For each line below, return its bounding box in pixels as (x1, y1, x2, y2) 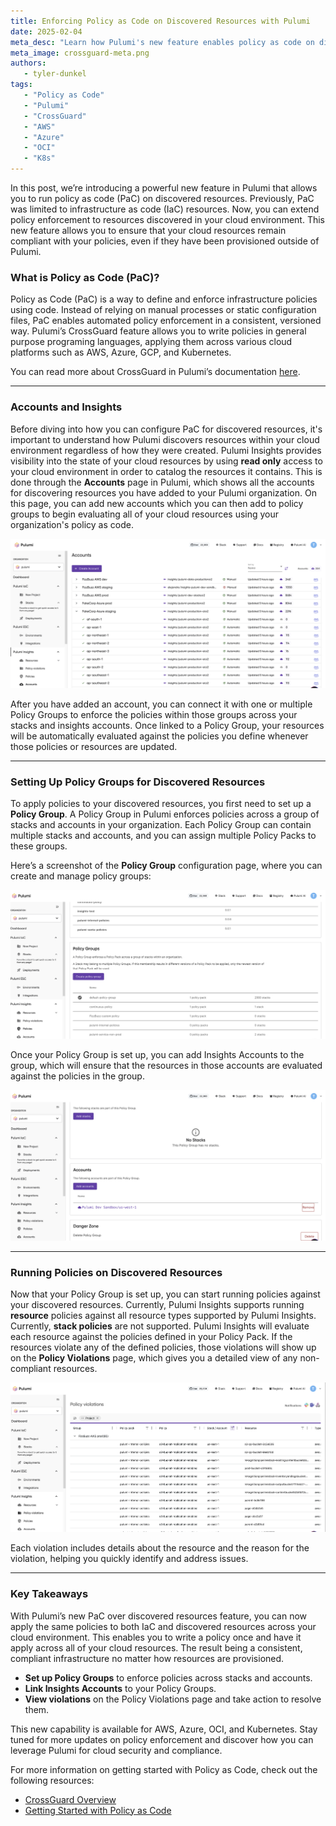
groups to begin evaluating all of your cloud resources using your (10, 508, 280, 520)
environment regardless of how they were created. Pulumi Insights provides (10, 444, 322, 456)
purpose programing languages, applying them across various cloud (10, 336, 293, 348)
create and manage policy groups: (10, 870, 152, 882)
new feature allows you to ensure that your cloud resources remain (10, 225, 287, 236)
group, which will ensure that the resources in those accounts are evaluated (10, 1059, 323, 1071)
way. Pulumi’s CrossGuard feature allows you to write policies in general (10, 325, 307, 337)
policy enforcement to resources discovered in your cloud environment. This (10, 214, 325, 225)
